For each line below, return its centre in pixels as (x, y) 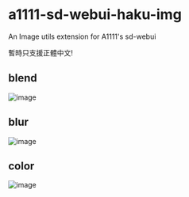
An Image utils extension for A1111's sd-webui (82, 36)
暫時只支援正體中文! (41, 52)
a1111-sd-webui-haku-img (95, 15)
